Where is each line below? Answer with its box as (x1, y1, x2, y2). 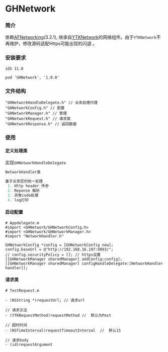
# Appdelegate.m (5, 220, 39, 225)
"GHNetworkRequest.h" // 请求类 (5, 116, 71, 121)
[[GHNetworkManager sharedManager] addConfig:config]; (5, 256, 123, 261)
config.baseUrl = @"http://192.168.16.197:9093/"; (5, 247, 114, 252)
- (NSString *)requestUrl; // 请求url (5, 298, 85, 303)
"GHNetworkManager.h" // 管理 (5, 111, 67, 116)
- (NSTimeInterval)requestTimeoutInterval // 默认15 (5, 328, 121, 333)
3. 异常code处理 (7, 193, 39, 198)
